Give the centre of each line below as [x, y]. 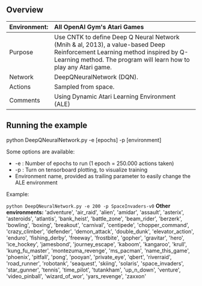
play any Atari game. [83, 67]
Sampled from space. [84, 87]
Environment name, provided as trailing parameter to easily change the [103, 176]
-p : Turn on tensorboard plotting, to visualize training [81, 169]
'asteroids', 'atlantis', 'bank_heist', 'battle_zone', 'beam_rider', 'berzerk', [94, 219]
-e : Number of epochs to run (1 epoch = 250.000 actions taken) [94, 163]
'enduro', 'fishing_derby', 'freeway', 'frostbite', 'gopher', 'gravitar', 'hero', [95, 238]
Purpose [21, 52]
